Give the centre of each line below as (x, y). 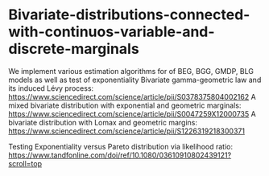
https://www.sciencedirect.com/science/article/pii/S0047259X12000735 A (132, 113)
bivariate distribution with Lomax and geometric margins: (103, 122)
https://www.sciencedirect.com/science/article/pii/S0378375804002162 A (132, 96)
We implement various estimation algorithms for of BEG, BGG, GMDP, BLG (131, 71)
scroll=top (25, 163)
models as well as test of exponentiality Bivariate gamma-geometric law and (135, 80)
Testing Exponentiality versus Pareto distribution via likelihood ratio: (121, 146)
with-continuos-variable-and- (112, 32)
